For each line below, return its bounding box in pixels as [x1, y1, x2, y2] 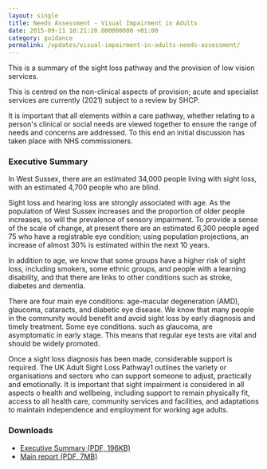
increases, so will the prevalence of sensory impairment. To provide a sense [8, 215, 258, 225]
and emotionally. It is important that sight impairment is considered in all [8, 380, 245, 389]
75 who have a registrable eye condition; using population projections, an [8, 232, 249, 241]
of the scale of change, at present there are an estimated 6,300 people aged [8, 224, 259, 233]
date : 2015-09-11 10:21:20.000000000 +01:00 [8, 26, 159, 34]
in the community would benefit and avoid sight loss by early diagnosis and [8, 314, 256, 323]
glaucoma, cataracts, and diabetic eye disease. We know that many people [8, 305, 254, 315]
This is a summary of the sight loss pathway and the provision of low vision [8, 63, 255, 72]
